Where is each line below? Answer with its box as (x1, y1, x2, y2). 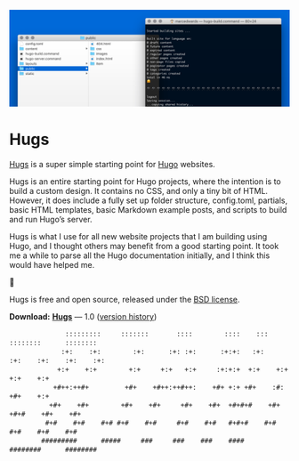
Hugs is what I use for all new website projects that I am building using (9, 231, 268, 242)
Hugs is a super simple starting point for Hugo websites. (9, 159, 215, 170)
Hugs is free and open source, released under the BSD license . (9, 295, 240, 305)
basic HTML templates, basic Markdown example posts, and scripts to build (9, 205, 287, 215)
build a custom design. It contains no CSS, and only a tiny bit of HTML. (9, 186, 269, 197)
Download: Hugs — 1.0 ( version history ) (9, 311, 158, 322)
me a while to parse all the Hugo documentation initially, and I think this (9, 250, 271, 261)
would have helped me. (9, 260, 95, 271)
